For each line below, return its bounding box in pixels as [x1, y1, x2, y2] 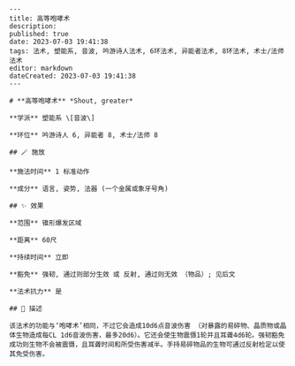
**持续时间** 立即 [9, 253, 69, 262]
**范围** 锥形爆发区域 [9, 218, 82, 227]
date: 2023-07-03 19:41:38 [9, 37, 109, 46]
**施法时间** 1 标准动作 [9, 167, 90, 176]
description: [9, 22, 57, 31]
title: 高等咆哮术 [9, 14, 71, 23]
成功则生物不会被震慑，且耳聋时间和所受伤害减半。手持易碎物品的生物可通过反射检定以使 [9, 340, 285, 349]
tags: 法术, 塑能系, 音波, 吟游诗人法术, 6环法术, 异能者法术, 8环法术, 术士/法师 [9, 47, 284, 56]
